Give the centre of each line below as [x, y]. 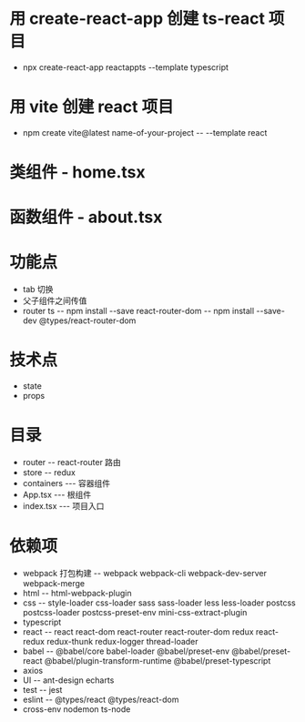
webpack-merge [54, 583]
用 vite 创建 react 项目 [92, 107]
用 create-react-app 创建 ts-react [137, 19]
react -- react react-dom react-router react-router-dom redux [138, 632]
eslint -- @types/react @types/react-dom [101, 699]
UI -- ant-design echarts [68, 680]
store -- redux [49, 473]
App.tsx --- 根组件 [57, 495]
